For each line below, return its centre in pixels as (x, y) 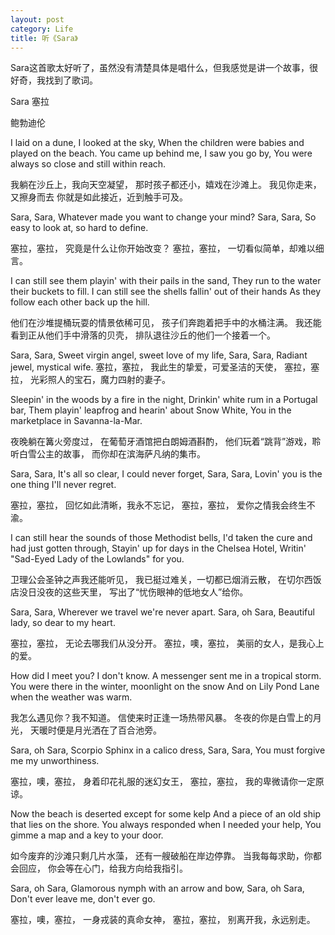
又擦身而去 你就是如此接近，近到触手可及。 (99, 197)
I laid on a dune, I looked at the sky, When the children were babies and (157, 143)
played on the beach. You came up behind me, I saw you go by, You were (161, 153)
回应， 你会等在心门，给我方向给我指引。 (103, 868)
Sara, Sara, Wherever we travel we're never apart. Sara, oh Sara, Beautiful (162, 612)
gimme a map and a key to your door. (87, 835)
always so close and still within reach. (88, 164)
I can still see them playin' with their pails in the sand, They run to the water (166, 281)
